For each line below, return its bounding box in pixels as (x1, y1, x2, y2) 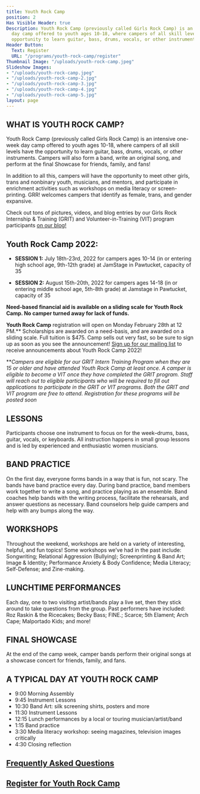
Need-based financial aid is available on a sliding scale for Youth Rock (6, 304, 183, 311)
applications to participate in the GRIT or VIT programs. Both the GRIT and (6, 384, 189, 391)
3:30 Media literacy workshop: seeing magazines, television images (14, 728, 182, 736)
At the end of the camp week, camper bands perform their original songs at (6, 651, 192, 658)
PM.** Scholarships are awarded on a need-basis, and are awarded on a (6, 328, 185, 335)
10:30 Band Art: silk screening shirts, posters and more (14, 703, 150, 710)
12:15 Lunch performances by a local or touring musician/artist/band (14, 715, 183, 722)
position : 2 (6, 14, 36, 20)
